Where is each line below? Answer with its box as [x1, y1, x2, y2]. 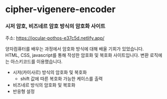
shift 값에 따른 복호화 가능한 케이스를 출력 [20, 76, 103, 82]
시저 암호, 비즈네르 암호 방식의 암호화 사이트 [5, 23, 106, 30]
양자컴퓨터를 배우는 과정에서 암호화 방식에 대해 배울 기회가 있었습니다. [5, 46, 144, 52]
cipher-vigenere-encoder [5, 4, 116, 15]
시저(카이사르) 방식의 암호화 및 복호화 [12, 70, 87, 76]
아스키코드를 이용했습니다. [10, 58, 63, 64]
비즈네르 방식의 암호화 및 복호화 [12, 82, 75, 88]
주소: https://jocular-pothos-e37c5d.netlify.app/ [5, 35, 105, 41]
